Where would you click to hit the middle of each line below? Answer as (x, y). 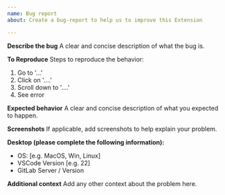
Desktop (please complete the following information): (86, 142)
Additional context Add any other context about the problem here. (102, 183)
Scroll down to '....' (44, 87)
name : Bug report (32, 13)
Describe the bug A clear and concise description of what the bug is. (106, 46)
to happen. (22, 115)
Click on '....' (35, 80)
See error (31, 95)
